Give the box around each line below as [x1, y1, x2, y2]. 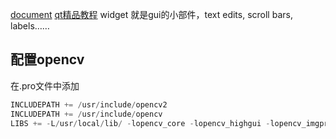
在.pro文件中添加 [10, 79, 80, 92]
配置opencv [10, 51, 85, 68]
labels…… [10, 20, 50, 32]
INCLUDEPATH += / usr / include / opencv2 [10, 99, 168, 110]
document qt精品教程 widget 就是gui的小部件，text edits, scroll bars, [10, 9, 293, 20]
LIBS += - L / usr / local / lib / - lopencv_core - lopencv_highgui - [10, 118, 271, 128]
